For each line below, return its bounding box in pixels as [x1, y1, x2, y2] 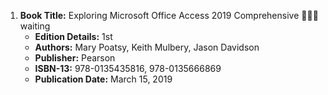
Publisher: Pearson [34, 52, 116, 64]
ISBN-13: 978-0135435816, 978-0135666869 [34, 63, 222, 74]
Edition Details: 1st [34, 31, 113, 42]
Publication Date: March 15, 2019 [34, 73, 173, 85]
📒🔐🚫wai [301, 10, 319, 21]
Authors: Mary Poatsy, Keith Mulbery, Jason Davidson [34, 41, 260, 53]
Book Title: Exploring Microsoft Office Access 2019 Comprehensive [19, 10, 300, 21]
